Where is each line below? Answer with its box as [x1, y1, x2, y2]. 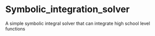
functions [5, 25, 26, 31]
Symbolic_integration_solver [5, 4, 130, 15]
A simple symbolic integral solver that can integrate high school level [5, 20, 150, 26]
